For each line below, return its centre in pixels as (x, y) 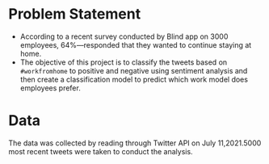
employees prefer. (50, 88)
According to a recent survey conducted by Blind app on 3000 (124, 36)
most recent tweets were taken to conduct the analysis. (101, 151)
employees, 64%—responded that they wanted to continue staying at (136, 44)
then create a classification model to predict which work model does (134, 79)
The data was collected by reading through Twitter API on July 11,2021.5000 (135, 143)
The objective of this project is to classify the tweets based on (124, 62)
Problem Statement (75, 14)
